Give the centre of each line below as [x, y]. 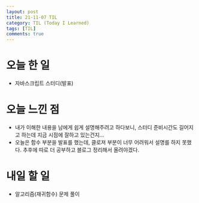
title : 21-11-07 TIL [32, 17]
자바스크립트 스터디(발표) [44, 83]
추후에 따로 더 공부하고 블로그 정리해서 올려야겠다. [81, 150]
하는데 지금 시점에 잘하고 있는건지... [63, 135]
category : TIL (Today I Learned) [48, 23]
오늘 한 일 [28, 66]
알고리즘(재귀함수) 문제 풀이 [47, 194]
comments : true [25, 34]
